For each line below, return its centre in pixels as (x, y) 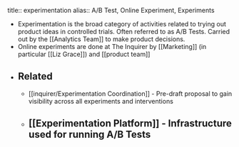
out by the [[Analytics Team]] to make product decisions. (101, 39)
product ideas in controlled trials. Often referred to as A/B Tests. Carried (124, 32)
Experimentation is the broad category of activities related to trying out (122, 24)
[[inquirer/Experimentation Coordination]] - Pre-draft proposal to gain (130, 93)
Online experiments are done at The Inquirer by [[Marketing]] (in (112, 47)
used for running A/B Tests (90, 135)
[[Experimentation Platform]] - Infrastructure (130, 124)
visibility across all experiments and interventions (101, 101)
